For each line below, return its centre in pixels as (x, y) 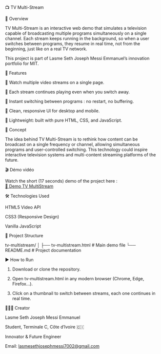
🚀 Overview (17, 19)
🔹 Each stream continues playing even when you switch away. (68, 92)
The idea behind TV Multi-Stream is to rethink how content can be (71, 139)
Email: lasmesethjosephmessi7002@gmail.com (52, 346)
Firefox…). (22, 284)
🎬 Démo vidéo (20, 170)
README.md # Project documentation (43, 250)
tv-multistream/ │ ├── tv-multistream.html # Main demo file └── (70, 245)
